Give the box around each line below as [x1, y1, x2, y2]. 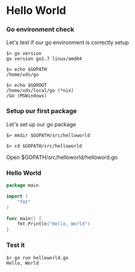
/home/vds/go [6, 72, 39, 78]
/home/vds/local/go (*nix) [6, 88, 74, 94]
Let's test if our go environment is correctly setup [6, 39, 130, 46]
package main [6, 183, 39, 189]
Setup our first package [6, 107, 77, 115]
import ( [6, 193, 28, 199]
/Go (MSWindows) [6, 93, 47, 99]
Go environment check [6, 25, 74, 34]
